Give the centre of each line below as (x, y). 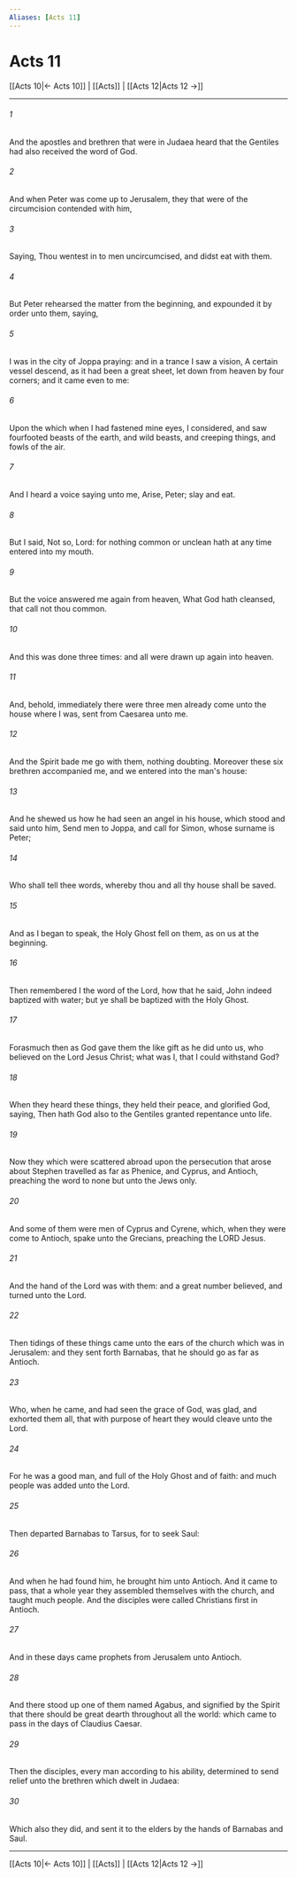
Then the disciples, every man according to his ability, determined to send (144, 1772)
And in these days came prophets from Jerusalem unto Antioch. (126, 1657)
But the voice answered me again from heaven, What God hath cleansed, (142, 599)
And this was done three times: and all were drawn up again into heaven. (141, 656)
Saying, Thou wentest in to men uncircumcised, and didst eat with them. (141, 256)
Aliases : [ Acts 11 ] (45, 17)
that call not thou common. (58, 609)
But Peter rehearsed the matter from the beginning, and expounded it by (141, 304)
